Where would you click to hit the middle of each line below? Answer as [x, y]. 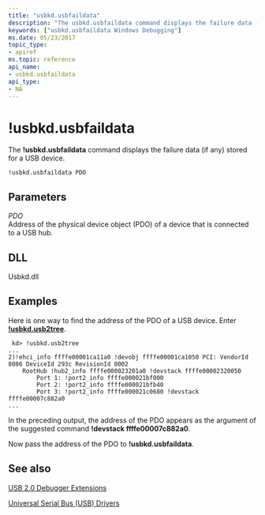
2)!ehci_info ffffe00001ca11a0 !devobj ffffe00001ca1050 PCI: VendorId [128, 357]
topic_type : [28, 45]
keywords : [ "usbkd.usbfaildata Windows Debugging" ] [95, 30]
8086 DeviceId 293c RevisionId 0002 [68, 364]
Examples [33, 301]
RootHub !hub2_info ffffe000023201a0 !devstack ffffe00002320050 [132, 371]
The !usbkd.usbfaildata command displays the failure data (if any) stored [128, 150]
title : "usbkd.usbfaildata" [54, 15]
